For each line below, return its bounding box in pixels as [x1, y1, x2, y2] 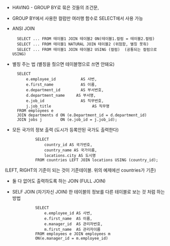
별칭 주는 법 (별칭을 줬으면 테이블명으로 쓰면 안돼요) [12, 61, 115, 67]
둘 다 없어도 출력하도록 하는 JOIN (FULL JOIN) [12, 178, 106, 184]
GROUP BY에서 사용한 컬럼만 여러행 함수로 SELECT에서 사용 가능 [12, 15, 144, 21]
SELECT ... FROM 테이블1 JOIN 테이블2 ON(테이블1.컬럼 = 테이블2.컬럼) [17, 36, 155, 41]
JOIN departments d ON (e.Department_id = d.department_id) [17, 113, 147, 118]
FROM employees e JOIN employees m [35, 231, 110, 236]
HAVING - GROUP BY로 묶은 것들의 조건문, [12, 5, 99, 10]
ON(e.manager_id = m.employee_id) [35, 236, 108, 241]
